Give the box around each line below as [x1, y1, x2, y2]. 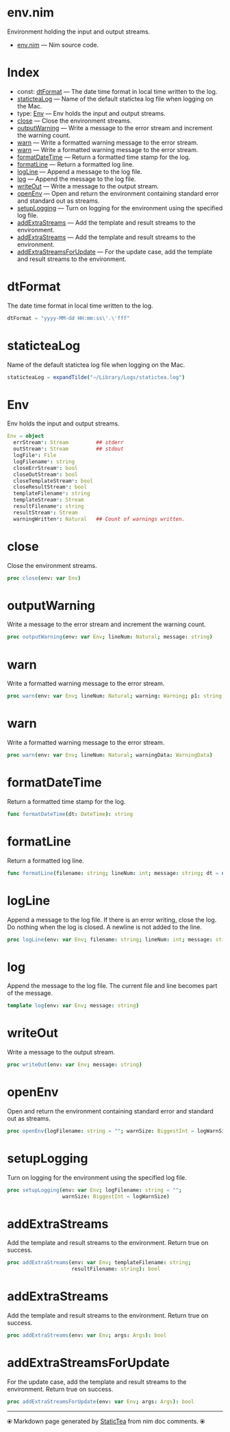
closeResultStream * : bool [13, 484, 88, 491]
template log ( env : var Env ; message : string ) [7, 1002, 139, 1009]
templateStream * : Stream [13, 497, 84, 504]
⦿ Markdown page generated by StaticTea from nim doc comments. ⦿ [7, 1417, 205, 1425]
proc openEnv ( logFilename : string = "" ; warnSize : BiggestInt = [7, 1127, 194, 1135]
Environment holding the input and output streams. [7, 27, 151, 36]
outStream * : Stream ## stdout [13, 445, 125, 453]
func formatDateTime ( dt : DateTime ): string [7, 811, 133, 817]
